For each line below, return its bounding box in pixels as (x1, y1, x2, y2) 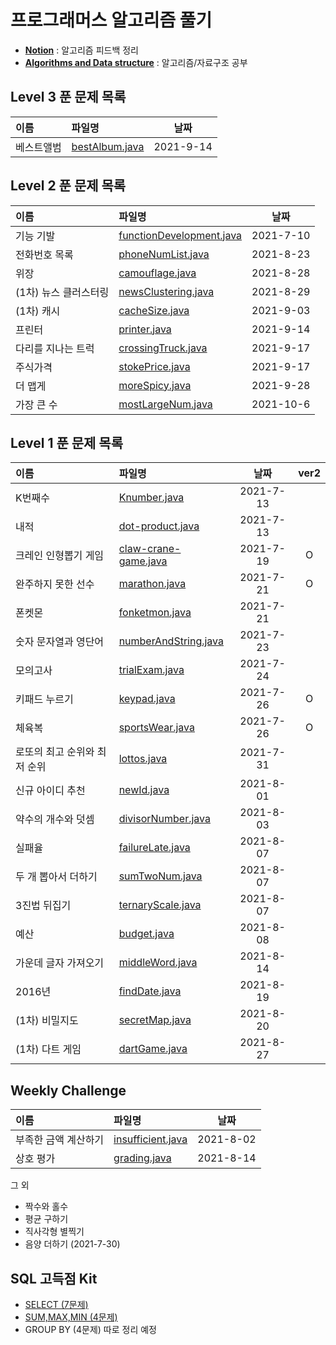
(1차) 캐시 (15, 304, 61, 318)
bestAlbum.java (71, 139, 145, 153)
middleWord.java (118, 956, 198, 970)
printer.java (118, 322, 172, 336)
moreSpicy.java (118, 378, 192, 392)
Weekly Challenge (10, 1082, 127, 1099)
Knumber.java (118, 491, 185, 505)
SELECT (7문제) (24, 1299, 89, 1310)
